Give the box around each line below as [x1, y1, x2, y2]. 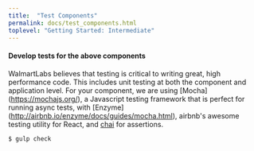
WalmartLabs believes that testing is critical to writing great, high [8, 68, 221, 78]
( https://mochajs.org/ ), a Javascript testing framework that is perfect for [8, 94, 245, 103]
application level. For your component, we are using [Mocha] [8, 85, 208, 95]
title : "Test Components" [8, 11, 98, 20]
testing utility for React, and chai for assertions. [8, 119, 164, 129]
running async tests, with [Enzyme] [8, 103, 124, 112]
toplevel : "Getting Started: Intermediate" [8, 26, 155, 34]
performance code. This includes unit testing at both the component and [8, 77, 247, 87]
